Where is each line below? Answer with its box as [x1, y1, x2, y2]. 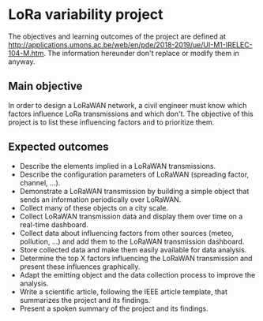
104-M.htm [8, 48, 44, 58]
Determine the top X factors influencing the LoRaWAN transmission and [19, 253, 253, 263]
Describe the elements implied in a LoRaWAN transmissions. [19, 161, 216, 170]
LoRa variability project [8, 6, 163, 24]
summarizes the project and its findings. [19, 295, 151, 304]
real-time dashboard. [19, 219, 88, 230]
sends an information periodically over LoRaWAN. [19, 195, 182, 204]
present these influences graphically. [19, 262, 141, 271]
